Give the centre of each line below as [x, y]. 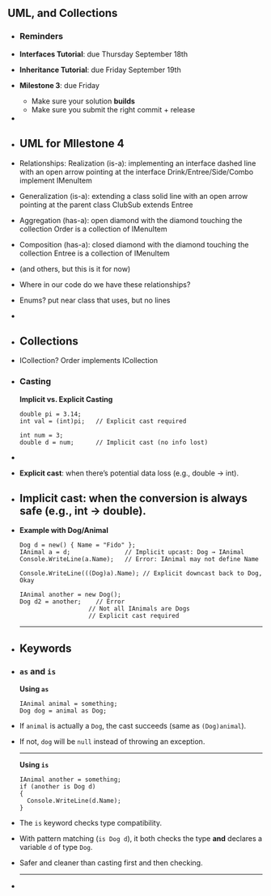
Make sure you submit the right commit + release [113, 109]
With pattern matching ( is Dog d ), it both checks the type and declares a [141, 839]
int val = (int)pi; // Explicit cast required [103, 421]
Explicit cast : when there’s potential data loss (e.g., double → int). [129, 473]
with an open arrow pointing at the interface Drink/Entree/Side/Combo [136, 171]
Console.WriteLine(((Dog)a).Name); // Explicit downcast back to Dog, [141, 573]
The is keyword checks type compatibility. [91, 823]
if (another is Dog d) [57, 787]
